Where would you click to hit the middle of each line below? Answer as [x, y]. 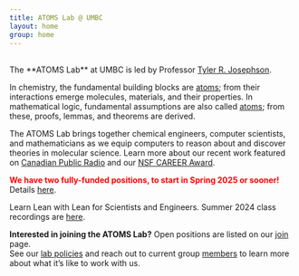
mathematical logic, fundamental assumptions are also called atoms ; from [147, 107]
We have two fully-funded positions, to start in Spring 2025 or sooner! [145, 180]
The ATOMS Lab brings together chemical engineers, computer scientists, [148, 134]
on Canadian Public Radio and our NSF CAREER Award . [112, 163]
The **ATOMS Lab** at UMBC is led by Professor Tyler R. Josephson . [140, 70]
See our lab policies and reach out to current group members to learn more [149, 253]
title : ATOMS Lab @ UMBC [56, 18]
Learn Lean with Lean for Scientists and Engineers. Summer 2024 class [143, 207]
